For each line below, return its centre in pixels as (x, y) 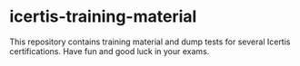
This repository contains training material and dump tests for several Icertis (150, 42)
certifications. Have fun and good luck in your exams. (110, 51)
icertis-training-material (103, 17)
